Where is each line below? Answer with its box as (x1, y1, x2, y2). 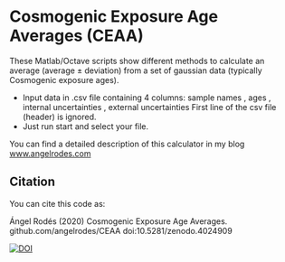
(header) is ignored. (22, 111, 97, 122)
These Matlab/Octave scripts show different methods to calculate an (9, 55, 265, 66)
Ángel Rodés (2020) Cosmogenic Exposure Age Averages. (9, 215, 228, 227)
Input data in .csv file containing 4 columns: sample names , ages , (22, 92, 271, 103)
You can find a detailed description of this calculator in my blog (9, 138, 245, 149)
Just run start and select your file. (22, 120, 149, 132)
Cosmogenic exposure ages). (9, 74, 119, 85)
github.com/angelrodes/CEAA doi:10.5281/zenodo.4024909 (9, 225, 233, 236)
